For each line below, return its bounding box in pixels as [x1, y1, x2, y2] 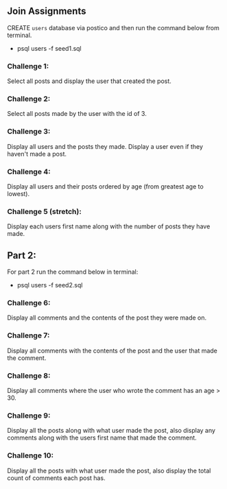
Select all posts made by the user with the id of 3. [7, 110, 147, 118]
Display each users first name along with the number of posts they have [7, 222, 211, 230]
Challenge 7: [7, 331, 50, 340]
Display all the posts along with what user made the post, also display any [7, 427, 216, 435]
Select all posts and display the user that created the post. [7, 77, 171, 85]
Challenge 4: [7, 167, 51, 176]
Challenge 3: [7, 127, 51, 136]
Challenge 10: [7, 451, 54, 460]
